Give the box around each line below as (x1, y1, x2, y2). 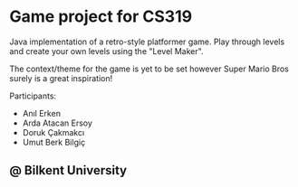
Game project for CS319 (9, 6, 193, 27)
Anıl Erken (22, 108, 62, 118)
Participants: (9, 90, 57, 101)
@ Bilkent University (9, 163, 128, 178)
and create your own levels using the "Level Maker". (9, 45, 204, 56)
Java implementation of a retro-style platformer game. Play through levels (9, 36, 285, 47)
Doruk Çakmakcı (22, 126, 85, 137)
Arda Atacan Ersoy (22, 117, 93, 128)
